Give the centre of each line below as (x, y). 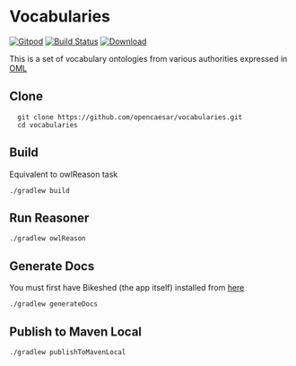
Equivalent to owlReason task (64, 174)
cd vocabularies (48, 125)
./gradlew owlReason (48, 239)
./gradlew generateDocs (54, 304)
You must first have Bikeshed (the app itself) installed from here (127, 288)
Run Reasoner (49, 218)
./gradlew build (39, 190)
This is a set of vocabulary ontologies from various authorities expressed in (148, 58)
